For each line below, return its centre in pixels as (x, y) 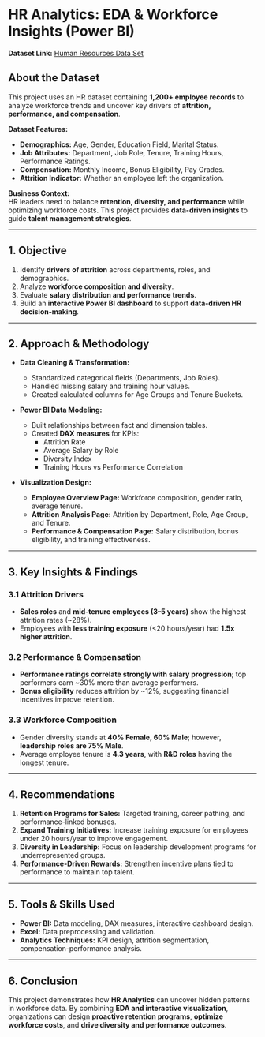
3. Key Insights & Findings (73, 572)
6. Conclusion (43, 981)
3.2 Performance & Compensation (75, 657)
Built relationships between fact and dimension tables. (119, 425)
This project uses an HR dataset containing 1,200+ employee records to (126, 97)
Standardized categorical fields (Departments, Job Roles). (126, 378)
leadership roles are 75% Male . (71, 745)
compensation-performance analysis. (80, 949)
